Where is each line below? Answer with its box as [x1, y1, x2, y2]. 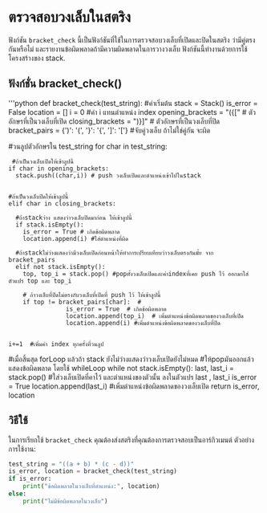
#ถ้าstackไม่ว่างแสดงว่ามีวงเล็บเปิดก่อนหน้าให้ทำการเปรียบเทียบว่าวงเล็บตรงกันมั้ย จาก [15, 249, 214, 257]
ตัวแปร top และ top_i [8, 277, 72, 285]
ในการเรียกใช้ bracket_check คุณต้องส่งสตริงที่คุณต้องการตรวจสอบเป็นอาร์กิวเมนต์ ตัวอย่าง [8, 434, 255, 445]
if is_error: [8, 474, 52, 483]
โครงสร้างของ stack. [8, 53, 66, 63]
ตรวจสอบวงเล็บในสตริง [8, 8, 131, 26]
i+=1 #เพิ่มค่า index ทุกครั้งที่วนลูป [8, 340, 104, 348]
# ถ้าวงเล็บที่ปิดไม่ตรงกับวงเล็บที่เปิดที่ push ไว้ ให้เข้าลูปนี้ [22, 291, 161, 299]
